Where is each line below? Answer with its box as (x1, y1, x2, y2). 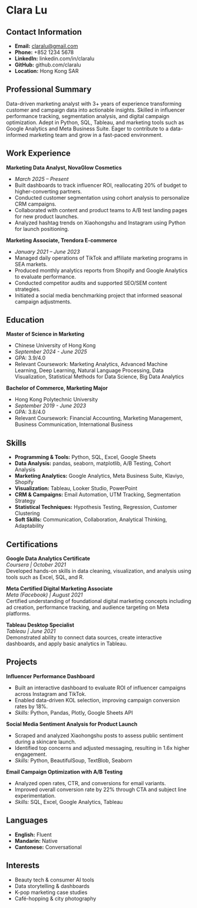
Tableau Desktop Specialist (6, 621, 75, 629)
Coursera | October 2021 (6, 561, 66, 568)
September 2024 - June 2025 (14, 348, 87, 356)
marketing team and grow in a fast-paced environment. (29, 131, 163, 138)
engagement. (14, 750, 47, 758)
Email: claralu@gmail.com (14, 42, 78, 49)
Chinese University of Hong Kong (14, 342, 96, 349)
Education (6, 315, 45, 325)
